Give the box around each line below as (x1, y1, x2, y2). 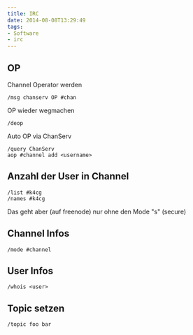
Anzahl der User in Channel (7, 170, 129, 182)
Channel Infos (7, 228, 70, 239)
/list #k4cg (7, 189, 42, 196)
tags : (7, 23, 23, 30)
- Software (7, 29, 39, 37)
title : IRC (7, 10, 39, 17)
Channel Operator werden (7, 80, 83, 89)
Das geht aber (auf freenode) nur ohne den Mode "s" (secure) (7, 207, 187, 216)
